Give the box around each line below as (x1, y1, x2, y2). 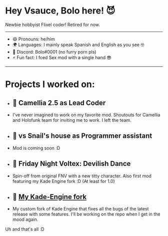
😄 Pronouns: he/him (12, 36, 55, 42)
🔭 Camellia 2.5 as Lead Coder (12, 98, 106, 107)
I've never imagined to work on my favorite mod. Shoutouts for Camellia (12, 112, 160, 118)
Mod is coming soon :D (12, 145, 60, 151)
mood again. (12, 216, 38, 222)
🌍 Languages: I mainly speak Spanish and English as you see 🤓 (12, 42, 144, 48)
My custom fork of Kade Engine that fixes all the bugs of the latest (12, 206, 149, 212)
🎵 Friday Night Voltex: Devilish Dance (12, 159, 131, 168)
